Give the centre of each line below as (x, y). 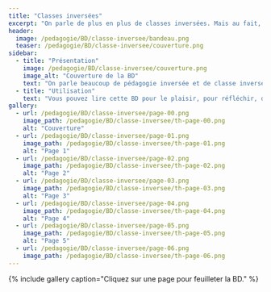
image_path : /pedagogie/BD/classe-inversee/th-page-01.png (124, 143)
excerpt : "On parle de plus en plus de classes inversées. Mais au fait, (135, 23)
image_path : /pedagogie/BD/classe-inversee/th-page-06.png (124, 256)
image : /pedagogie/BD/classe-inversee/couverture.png (115, 69)
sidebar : (23, 53)
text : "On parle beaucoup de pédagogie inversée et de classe (129, 83)
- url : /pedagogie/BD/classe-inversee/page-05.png (102, 226)
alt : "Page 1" (46, 151)
